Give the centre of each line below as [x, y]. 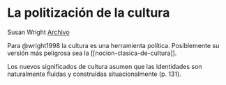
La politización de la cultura [89, 13]
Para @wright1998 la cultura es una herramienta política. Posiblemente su [113, 45]
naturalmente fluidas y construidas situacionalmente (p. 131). [94, 74]
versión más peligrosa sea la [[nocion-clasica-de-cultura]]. [92, 53]
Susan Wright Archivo [38, 32]
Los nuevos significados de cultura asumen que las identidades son [105, 66]
